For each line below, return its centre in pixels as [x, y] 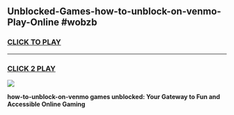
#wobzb [79, 23]
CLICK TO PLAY [34, 43]
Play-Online [33, 23]
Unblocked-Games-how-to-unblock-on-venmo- [114, 11]
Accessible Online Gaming [46, 104]
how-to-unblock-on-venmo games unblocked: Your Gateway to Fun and [114, 96]
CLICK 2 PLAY [31, 68]
